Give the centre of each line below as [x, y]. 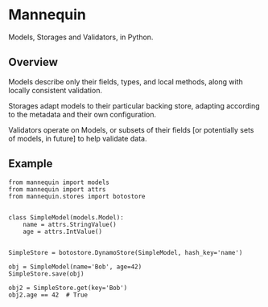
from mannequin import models [59, 182]
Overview [33, 62]
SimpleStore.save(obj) [46, 274]
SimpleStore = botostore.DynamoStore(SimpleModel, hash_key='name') [126, 252]
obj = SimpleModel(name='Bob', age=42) [75, 267]
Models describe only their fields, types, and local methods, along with [126, 81]
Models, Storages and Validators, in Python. [81, 37]
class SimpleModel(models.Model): [66, 217]
